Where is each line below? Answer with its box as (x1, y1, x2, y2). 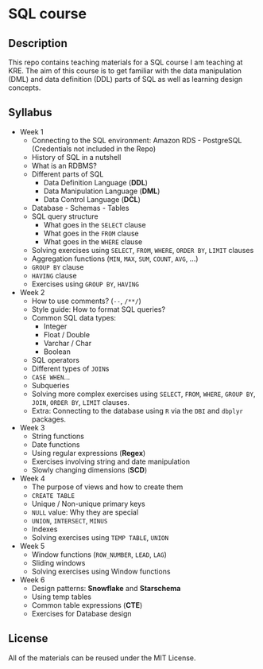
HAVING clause (31, 270, 77, 280)
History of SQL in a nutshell (31, 152, 122, 161)
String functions (31, 431, 85, 441)
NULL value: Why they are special (31, 507, 139, 517)
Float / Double (43, 329, 90, 339)
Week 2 (19, 287, 45, 297)
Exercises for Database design (31, 609, 133, 618)
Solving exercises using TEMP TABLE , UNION (31, 532, 169, 542)
